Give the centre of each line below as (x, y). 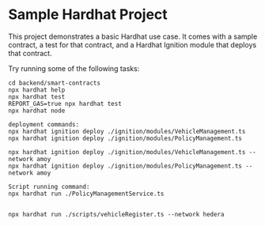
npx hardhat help (37, 90)
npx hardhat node (37, 111)
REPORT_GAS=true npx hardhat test (65, 104)
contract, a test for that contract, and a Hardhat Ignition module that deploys (132, 44)
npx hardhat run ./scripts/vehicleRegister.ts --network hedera (116, 214)
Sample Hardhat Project (88, 15)
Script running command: (49, 186)
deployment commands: (44, 124)
